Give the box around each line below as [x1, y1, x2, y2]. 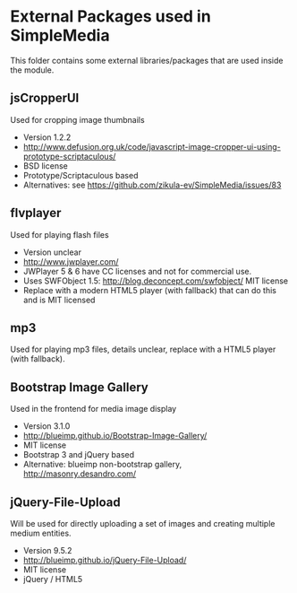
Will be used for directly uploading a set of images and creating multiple [10, 519, 276, 528]
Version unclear [22, 247, 81, 257]
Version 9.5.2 [22, 545, 72, 555]
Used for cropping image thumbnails [10, 114, 146, 125]
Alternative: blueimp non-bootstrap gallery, [22, 459, 182, 470]
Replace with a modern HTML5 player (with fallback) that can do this [22, 284, 276, 295]
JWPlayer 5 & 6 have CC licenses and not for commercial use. [22, 266, 252, 276]
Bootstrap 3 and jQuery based [22, 449, 135, 460]
